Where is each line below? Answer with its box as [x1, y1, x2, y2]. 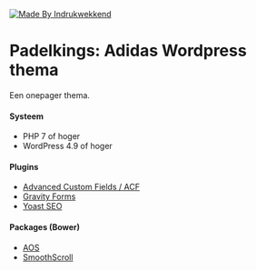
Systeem [9, 110, 44, 122]
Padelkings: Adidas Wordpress [9, 41, 247, 61]
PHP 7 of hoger [22, 131, 81, 142]
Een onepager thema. [9, 89, 91, 100]
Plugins [9, 161, 39, 172]
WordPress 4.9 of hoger [22, 141, 113, 152]
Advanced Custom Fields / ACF [22, 182, 141, 193]
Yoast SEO [22, 201, 63, 212]
